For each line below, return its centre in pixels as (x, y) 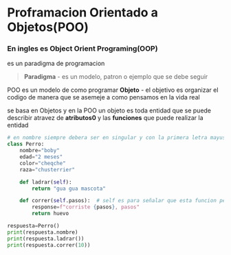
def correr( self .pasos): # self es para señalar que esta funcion (118, 201)
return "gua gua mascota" (69, 189)
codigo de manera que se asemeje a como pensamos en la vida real (104, 97)
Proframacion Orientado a (82, 13)
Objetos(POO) (48, 27)
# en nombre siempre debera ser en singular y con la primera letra (107, 138)
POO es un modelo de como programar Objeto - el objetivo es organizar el (113, 90)
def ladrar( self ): (46, 182)
